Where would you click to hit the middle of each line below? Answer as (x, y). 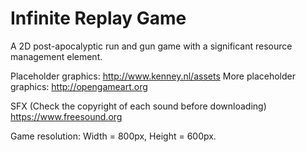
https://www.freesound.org (66, 116)
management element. (56, 56)
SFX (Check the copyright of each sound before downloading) (138, 106)
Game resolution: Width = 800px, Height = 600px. (113, 136)
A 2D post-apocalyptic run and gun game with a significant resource (151, 46)
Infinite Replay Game (98, 18)
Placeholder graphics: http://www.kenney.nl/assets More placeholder (153, 76)
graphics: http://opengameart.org (79, 86)
